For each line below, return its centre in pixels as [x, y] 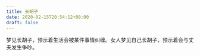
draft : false [22, 22]
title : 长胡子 [22, 11]
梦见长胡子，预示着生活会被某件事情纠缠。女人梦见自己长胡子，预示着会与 [97, 40]
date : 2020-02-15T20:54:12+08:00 [48, 17]
